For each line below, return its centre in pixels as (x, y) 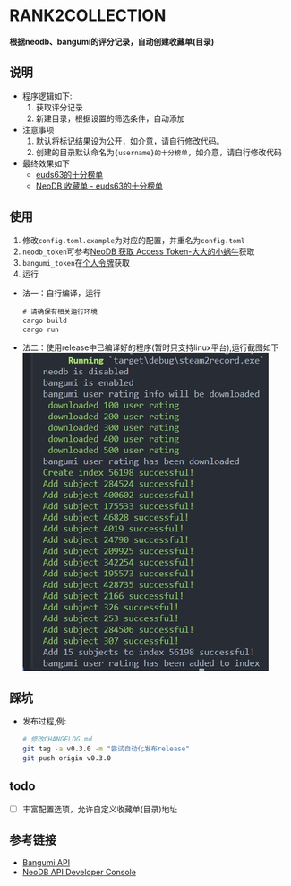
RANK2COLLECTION (88, 16)
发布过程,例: (44, 721)
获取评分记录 (59, 107)
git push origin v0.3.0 (67, 759)
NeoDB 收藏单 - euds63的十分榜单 (99, 186)
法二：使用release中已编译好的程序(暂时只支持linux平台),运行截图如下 (150, 347)
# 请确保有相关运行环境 (60, 311)
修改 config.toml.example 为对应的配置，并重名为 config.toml (133, 240)
